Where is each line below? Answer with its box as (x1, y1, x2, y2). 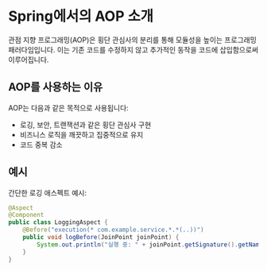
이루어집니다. (8, 55, 49, 64)
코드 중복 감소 (19, 140, 63, 149)
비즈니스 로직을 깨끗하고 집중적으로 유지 (19, 130, 144, 139)
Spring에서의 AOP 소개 (8, 7, 153, 25)
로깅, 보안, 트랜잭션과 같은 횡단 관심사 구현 (19, 120, 152, 130)
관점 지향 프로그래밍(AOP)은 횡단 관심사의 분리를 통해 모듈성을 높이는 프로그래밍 (8, 35, 257, 45)
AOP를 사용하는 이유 (8, 80, 103, 94)
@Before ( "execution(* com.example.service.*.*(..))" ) (22, 226, 204, 234)
